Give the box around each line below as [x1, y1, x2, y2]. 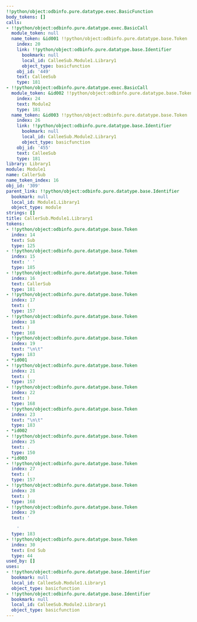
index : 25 [11, 439, 35, 445]
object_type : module [11, 204, 62, 211]
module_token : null [11, 30, 59, 36]
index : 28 [11, 487, 35, 494]
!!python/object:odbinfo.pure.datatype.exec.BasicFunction [6, 8, 154, 15]
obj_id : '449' [16, 69, 51, 74]
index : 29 [11, 510, 35, 515]
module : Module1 [6, 166, 46, 173]
